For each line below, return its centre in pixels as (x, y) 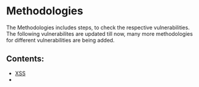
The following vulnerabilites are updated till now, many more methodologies (99, 33)
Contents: (25, 59)
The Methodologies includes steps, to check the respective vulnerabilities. (98, 27)
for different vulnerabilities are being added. (61, 40)
